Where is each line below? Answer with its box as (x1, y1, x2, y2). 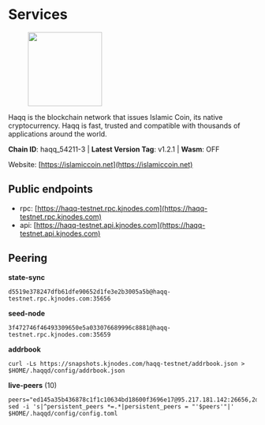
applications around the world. (8, 129, 108, 139)
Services (8, 6, 69, 24)
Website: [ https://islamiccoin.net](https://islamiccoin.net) (8, 159, 193, 169)
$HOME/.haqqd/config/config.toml (8, 409, 118, 417)
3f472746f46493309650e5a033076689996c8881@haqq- (8, 323, 171, 332)
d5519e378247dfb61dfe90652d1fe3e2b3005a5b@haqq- (8, 288, 171, 296)
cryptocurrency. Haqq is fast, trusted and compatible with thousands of (8, 121, 241, 130)
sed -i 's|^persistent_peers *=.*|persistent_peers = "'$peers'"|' (8, 402, 235, 411)
